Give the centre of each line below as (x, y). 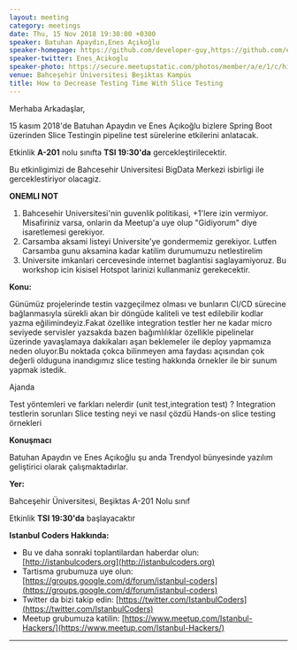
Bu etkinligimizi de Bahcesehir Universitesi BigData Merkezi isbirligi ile (137, 169)
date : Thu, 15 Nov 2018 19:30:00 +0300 (83, 34)
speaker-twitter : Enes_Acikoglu (69, 58)
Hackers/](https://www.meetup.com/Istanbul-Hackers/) (123, 627)
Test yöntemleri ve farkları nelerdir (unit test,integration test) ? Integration (142, 404)
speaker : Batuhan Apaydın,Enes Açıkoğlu (85, 42)
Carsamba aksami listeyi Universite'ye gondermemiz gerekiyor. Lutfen (149, 241)
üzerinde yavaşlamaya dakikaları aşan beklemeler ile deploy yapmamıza (140, 341)
